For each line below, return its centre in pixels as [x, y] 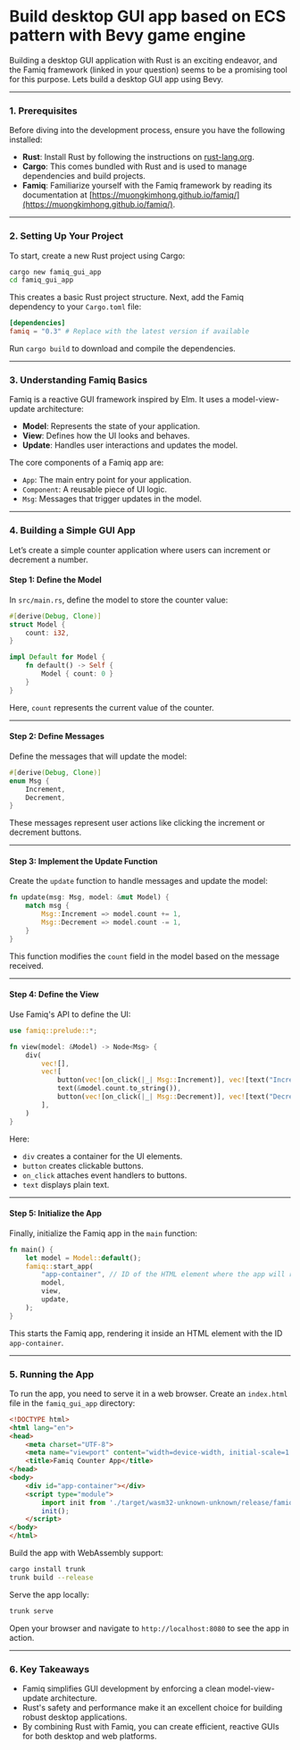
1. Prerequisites [43, 111]
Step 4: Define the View [54, 995]
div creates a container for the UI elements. [102, 1156]
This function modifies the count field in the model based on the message [144, 956]
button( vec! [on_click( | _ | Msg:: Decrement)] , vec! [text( [163, 1097]
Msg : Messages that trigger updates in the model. [112, 499]
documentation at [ [57, 195]
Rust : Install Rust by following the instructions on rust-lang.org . [138, 157]
